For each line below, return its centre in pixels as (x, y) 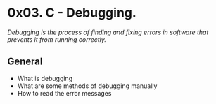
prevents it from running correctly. (57, 39)
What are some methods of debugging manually (87, 86)
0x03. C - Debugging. (72, 13)
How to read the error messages (64, 93)
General (25, 62)
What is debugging (45, 78)
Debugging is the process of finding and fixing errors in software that (108, 32)
